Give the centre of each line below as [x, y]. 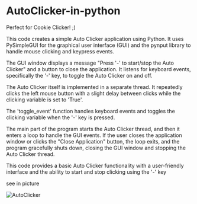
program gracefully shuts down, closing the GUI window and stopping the [96, 148]
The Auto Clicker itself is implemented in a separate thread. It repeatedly [94, 87]
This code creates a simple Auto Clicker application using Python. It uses [95, 39]
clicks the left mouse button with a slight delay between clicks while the [93, 93]
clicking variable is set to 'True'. [45, 100]
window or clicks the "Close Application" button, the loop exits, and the [93, 141]
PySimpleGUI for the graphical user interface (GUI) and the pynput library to [98, 45]
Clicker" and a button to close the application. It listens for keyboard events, [98, 69]
